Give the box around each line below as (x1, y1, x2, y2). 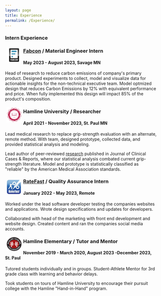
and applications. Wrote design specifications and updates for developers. (5, 206, 153, 212)
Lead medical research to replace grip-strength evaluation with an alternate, (5, 131, 157, 137)
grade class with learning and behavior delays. (5, 271, 98, 277)
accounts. (5, 226, 25, 232)
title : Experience (5, 13, 42, 18)
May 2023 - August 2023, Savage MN (23, 60, 101, 65)
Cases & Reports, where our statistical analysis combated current (5, 156, 135, 162)
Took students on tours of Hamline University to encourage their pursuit (5, 280, 148, 286)
